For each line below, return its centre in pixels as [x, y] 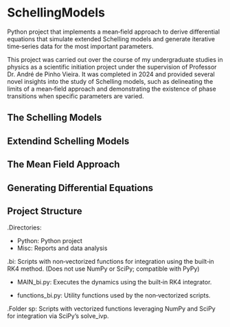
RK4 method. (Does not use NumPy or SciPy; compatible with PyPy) [104, 269]
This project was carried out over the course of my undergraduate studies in [115, 59]
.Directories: [24, 227]
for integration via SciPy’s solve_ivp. [58, 316]
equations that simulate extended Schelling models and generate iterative [111, 38]
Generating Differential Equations [80, 188]
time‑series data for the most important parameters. [80, 46]
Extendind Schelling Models [68, 141]
